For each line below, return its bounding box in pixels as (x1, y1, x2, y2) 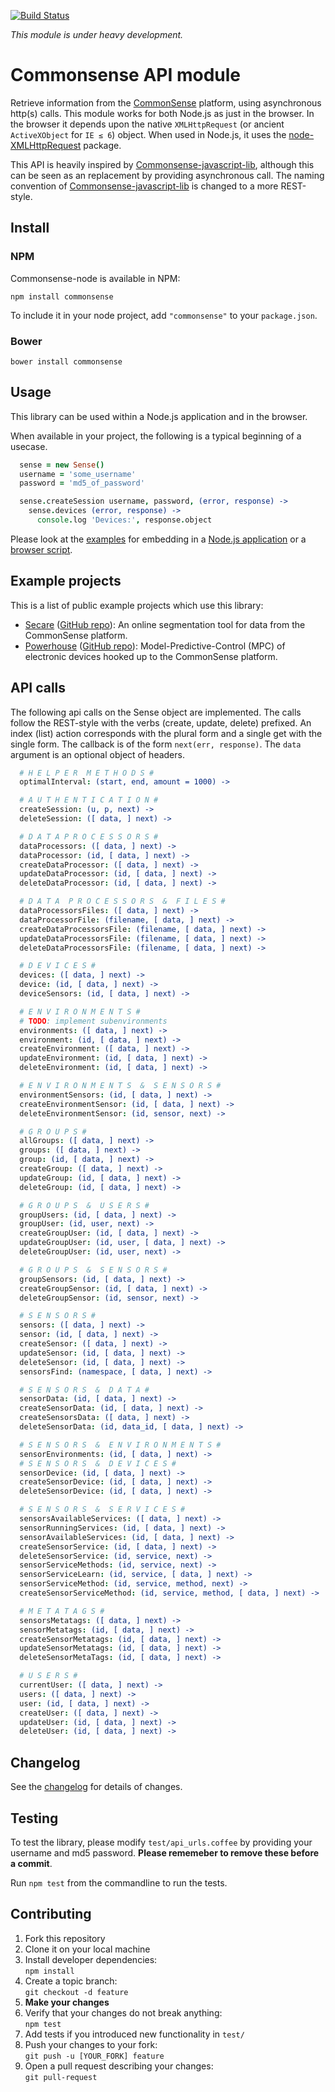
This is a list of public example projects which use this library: (10, 599, 264, 611)
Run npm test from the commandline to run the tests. (10, 1876, 228, 1889)
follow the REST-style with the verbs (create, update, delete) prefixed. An (10, 716, 312, 729)
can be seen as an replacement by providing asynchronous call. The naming (10, 169, 325, 181)
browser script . (10, 543, 73, 555)
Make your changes (24, 1996, 110, 2008)
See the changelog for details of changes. (10, 1781, 183, 1793)
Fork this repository (24, 1932, 106, 1944)
